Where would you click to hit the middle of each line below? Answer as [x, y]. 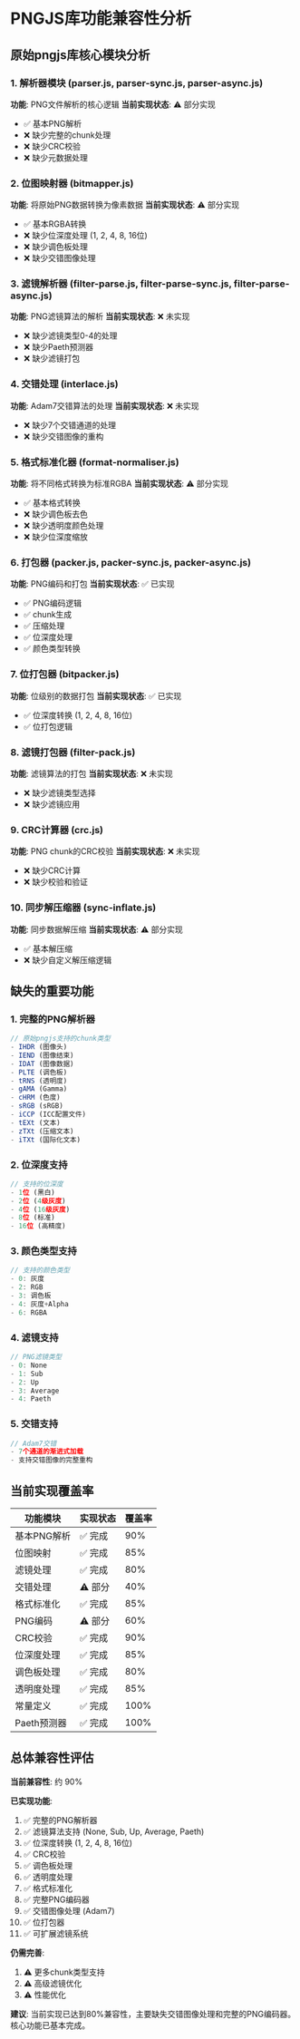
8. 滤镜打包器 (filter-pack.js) [73, 752]
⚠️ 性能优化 [45, 1995]
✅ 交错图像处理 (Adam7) [69, 1910]
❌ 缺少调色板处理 [56, 247]
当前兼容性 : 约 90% [47, 1782]
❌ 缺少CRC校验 [52, 146]
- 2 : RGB [27, 1287]
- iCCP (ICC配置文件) [48, 1115]
